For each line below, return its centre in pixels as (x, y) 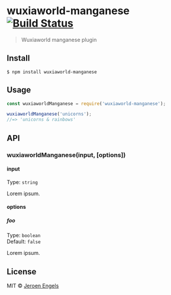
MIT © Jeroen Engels (33, 286)
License (22, 272)
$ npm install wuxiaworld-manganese (52, 72)
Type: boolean (24, 235)
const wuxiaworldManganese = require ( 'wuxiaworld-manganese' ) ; (86, 104)
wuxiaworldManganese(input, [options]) (66, 155)
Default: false (24, 242)
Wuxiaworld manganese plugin (59, 40)
